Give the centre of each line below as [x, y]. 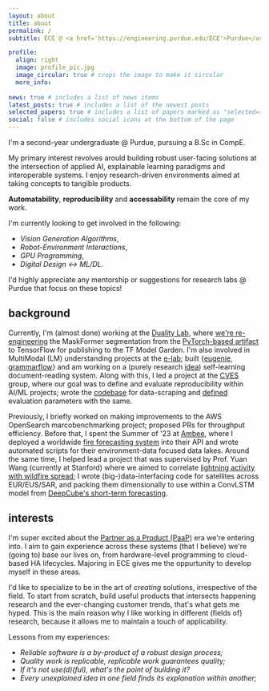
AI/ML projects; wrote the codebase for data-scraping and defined [118, 392]
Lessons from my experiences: [59, 636]
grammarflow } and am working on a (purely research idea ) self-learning [127, 366]
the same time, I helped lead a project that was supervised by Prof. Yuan [128, 459]
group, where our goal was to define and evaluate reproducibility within [126, 384]
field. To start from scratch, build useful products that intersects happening [132, 596]
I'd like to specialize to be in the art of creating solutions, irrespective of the [133, 587]
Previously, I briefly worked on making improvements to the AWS [115, 416]
